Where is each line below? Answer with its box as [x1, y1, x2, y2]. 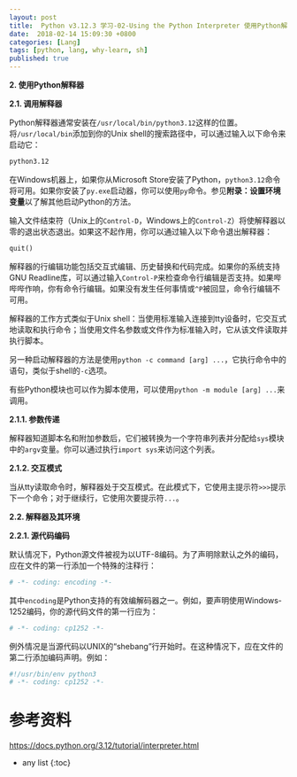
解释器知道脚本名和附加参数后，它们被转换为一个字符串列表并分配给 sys [9, 432, 270, 443]
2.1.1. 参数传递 [9, 414, 60, 424]
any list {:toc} [21, 758, 71, 768]
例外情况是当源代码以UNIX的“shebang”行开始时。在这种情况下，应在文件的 [9, 641, 284, 651]
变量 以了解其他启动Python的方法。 [9, 196, 136, 206]
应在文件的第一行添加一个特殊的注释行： [9, 560, 156, 571]
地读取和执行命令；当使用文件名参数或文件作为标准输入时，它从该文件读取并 [9, 324, 288, 335]
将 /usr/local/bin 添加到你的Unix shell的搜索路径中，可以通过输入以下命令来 [9, 128, 286, 138]
